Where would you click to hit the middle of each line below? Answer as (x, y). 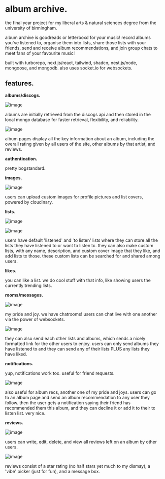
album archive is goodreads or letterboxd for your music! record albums (78, 37)
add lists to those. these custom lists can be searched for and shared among (83, 256)
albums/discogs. (23, 95)
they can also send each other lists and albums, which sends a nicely (75, 338)
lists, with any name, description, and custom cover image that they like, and (83, 251)
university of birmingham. (31, 28)
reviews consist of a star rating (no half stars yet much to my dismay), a (78, 466)
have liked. (16, 354)
